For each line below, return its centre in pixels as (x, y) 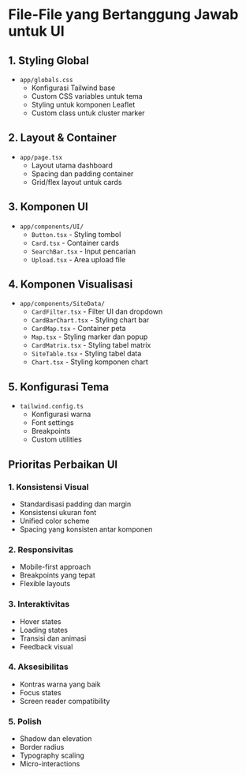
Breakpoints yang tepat (58, 575)
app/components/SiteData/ (62, 304)
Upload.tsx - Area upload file (78, 259)
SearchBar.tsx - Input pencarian (84, 251)
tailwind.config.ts (52, 407)
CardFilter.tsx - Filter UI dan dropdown (97, 312)
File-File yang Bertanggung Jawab (123, 15)
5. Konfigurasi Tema (58, 387)
